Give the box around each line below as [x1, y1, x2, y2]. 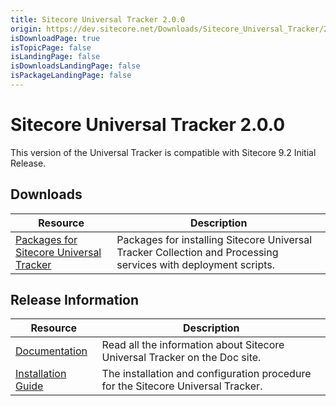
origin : [10, 24, 43, 34]
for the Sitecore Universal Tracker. [101, 379, 263, 393]
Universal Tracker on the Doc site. [101, 351, 262, 365]
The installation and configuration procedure [101, 367, 312, 381]
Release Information [10, 292, 140, 309]
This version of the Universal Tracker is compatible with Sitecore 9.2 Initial [10, 146, 317, 158]
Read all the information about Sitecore [101, 338, 285, 352]
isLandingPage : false [10, 52, 101, 62]
